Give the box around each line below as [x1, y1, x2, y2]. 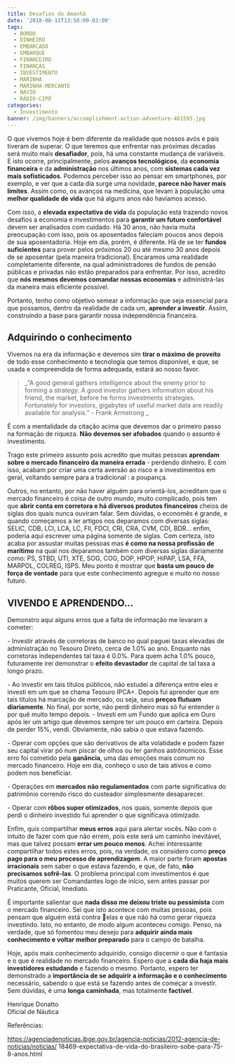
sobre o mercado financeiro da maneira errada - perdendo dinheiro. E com [7, 458, 227, 467]
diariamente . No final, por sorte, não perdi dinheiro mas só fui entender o [7, 703, 220, 711]
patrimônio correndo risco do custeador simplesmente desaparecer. [7, 790, 205, 799]
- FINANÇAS [13, 63, 46, 70]
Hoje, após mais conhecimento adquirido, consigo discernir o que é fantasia [7, 949, 228, 958]
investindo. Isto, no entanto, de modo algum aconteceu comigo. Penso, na [7, 920, 222, 929]
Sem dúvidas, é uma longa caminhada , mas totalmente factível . [7, 987, 193, 995]
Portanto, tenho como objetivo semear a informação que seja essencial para [7, 296, 228, 305]
